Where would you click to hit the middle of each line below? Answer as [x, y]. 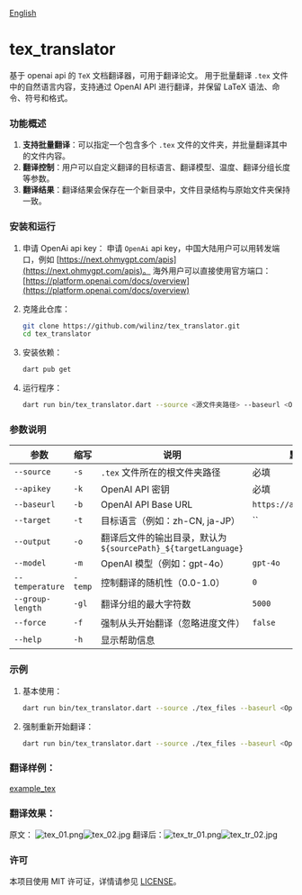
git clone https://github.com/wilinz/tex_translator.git [131, 326]
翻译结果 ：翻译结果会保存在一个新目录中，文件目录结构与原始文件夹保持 [156, 190]
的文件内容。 [46, 156]
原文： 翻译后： [87, 834]
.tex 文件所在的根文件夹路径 [160, 473]
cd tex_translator [57, 334]
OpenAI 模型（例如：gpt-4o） [164, 564]
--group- [32, 599]
